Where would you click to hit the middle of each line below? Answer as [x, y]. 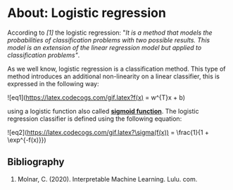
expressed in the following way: [53, 83]
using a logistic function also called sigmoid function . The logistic [103, 111]
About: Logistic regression [87, 13]
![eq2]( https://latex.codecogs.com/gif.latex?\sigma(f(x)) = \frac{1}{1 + [108, 132]
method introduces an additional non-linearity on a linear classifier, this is [114, 76]
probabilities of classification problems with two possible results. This [108, 40]
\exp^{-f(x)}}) [27, 140]
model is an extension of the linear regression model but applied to [105, 47]
